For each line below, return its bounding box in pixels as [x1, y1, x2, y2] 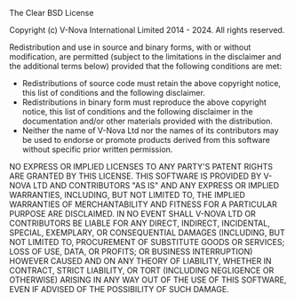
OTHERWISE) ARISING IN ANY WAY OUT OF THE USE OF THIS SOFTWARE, [9, 274, 287, 285]
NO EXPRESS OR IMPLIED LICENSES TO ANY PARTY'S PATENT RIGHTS [9, 162, 274, 171]
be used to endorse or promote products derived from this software [21, 135, 271, 145]
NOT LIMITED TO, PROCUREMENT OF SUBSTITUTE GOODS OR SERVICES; [9, 237, 285, 247]
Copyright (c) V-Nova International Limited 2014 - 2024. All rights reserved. [9, 25, 285, 35]
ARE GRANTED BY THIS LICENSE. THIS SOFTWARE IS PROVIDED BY [9, 171, 262, 181]
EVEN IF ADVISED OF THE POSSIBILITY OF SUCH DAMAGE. [9, 284, 229, 294]
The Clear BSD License [9, 8, 94, 18]
